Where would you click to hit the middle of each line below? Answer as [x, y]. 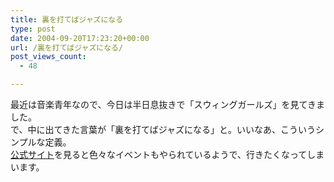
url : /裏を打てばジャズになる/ [67, 47]
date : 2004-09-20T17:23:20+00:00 [80, 38]
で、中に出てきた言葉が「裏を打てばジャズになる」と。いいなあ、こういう [163, 129]
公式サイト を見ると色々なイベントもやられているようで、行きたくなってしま [167, 154]
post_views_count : [48, 57]
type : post [33, 29]
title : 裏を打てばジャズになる [67, 19]
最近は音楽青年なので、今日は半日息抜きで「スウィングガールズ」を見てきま [168, 104]
